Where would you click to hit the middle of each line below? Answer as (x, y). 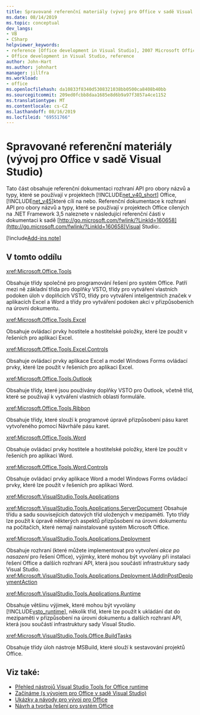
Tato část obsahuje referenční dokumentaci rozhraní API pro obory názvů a (98, 189)
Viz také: (23, 672)
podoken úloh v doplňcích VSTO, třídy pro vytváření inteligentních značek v (99, 295)
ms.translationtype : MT (36, 100)
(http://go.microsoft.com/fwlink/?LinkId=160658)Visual (74, 227)
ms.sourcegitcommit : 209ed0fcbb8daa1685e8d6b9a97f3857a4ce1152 (86, 95)
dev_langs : (20, 28)
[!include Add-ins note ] (34, 238)
